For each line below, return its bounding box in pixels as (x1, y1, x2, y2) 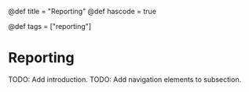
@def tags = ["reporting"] (8, 22, 92, 30)
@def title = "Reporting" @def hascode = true (8, 7, 157, 16)
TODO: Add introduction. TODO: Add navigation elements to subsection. (8, 74, 242, 84)
